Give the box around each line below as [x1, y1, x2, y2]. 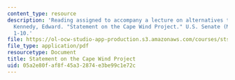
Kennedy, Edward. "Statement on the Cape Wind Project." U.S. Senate [13, 23, 220, 30]
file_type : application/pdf [7, 42, 90, 49]
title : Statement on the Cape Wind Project [7, 56, 136, 63]
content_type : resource [7, 10, 77, 17]
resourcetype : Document [7, 49, 77, 56]
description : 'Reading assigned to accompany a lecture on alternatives [7, 17, 224, 24]
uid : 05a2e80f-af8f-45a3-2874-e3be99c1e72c [7, 62, 136, 69]
